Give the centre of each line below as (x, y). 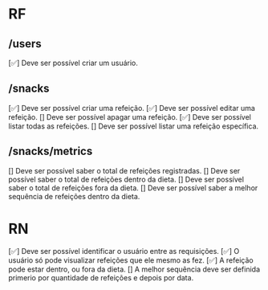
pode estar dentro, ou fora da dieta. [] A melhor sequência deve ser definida (134, 269)
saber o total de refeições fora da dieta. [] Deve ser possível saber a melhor (133, 188)
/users (25, 44)
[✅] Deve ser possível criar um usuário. (73, 63)
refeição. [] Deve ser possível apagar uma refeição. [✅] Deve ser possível (130, 116)
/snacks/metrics (51, 151)
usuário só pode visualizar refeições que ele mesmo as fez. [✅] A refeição (131, 260)
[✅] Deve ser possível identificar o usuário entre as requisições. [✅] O (124, 251)
